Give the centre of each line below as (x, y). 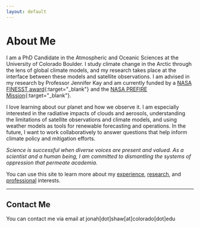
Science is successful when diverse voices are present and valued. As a (95, 150)
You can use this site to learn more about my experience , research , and (94, 174)
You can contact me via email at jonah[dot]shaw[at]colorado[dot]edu (91, 219)
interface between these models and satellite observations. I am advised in (98, 76)
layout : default (26, 12)
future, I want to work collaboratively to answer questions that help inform (97, 132)
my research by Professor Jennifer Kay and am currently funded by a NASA (99, 83)
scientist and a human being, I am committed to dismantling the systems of (99, 156)
